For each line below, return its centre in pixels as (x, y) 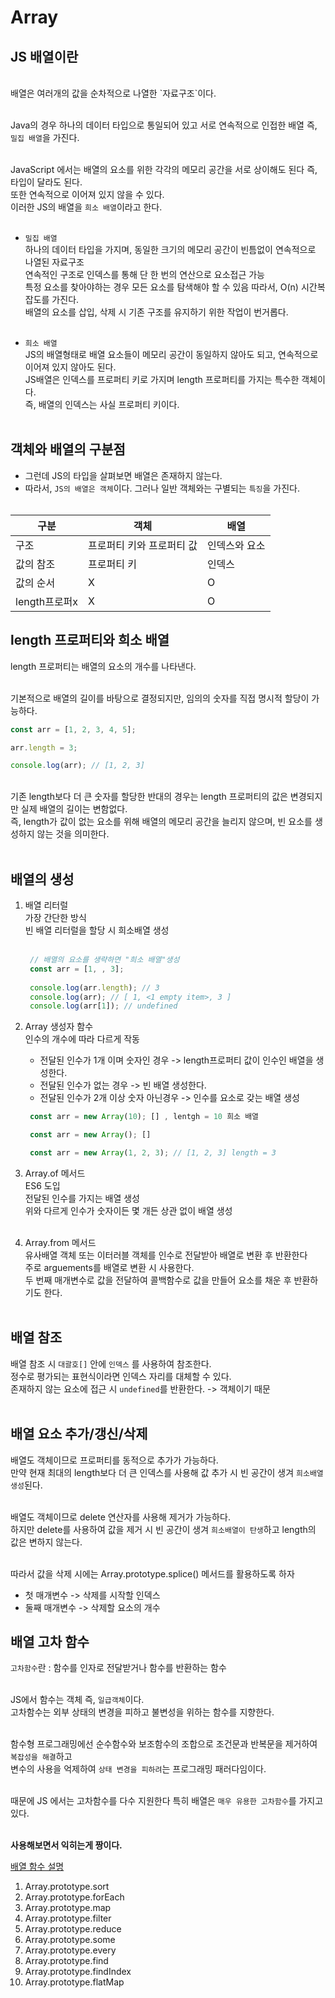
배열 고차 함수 (50, 1641)
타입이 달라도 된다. (46, 182)
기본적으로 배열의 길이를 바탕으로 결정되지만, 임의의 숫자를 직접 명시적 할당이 (160, 698)
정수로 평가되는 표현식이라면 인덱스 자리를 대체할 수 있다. (121, 1376)
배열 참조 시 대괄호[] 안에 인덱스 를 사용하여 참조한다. (111, 1363)
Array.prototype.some (70, 1940)
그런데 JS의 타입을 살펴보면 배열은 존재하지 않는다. (123, 475)
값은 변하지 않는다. (46, 1542)
